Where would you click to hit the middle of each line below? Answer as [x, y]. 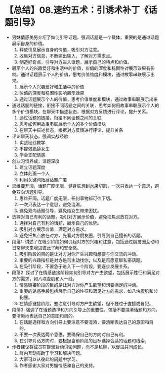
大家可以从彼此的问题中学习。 [49, 359]
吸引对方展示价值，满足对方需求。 [54, 229]
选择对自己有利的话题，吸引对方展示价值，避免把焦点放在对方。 [77, 216]
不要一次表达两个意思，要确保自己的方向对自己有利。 [73, 334]
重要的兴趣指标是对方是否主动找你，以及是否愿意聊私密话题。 [82, 260]
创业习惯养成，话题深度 [36, 161]
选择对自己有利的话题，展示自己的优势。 [60, 223]
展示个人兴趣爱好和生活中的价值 [52, 87]
